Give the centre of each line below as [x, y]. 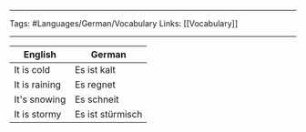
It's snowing [40, 99]
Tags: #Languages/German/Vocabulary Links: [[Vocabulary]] [124, 23]
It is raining [38, 85]
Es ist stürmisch [108, 114]
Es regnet [95, 85]
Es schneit [97, 99]
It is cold [32, 70]
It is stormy [38, 114]
